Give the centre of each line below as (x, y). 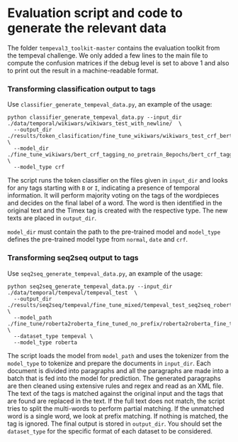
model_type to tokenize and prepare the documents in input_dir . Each (109, 363)
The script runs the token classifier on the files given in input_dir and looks (118, 180)
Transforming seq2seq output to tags (73, 258)
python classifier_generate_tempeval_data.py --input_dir (95, 118)
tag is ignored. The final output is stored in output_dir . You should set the (115, 424)
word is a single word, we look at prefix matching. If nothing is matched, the (118, 416)
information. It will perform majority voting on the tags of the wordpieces (113, 195)
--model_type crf (39, 167)
